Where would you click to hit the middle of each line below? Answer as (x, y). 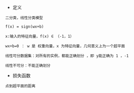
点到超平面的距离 (20, 86)
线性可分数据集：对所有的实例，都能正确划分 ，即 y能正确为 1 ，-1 (67, 56)
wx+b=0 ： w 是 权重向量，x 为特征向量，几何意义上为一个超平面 (65, 46)
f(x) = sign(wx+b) (25, 27)
